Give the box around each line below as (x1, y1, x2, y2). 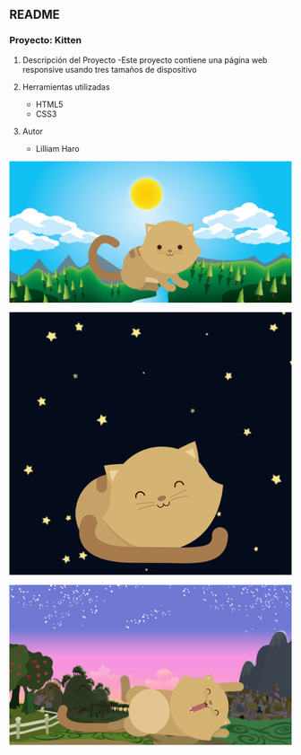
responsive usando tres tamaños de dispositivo (21, 64, 197, 75)
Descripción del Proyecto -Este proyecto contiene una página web (21, 54, 268, 66)
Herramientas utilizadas (21, 81, 110, 92)
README (9, 7, 60, 22)
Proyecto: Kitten (9, 34, 82, 47)
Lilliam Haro (35, 143, 80, 154)
